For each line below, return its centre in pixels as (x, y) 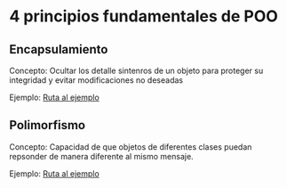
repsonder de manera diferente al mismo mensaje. (101, 156)
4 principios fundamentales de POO (143, 16)
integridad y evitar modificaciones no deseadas (96, 80)
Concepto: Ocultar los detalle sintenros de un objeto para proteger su (136, 70)
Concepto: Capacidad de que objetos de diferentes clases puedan (131, 147)
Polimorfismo (48, 125)
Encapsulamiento (59, 49)
